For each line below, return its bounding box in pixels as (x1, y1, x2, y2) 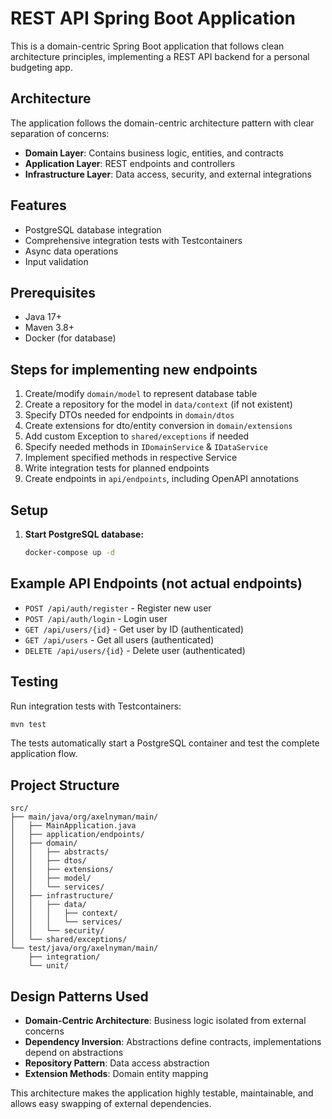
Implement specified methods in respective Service (24, 452, 238, 464)
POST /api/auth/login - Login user (24, 612, 168, 624)
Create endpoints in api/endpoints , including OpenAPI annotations (24, 473, 300, 485)
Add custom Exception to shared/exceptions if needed (24, 430, 250, 442)
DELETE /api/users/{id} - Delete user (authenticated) (24, 644, 246, 656)
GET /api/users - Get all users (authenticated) (24, 633, 215, 646)
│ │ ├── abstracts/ (10, 847, 110, 857)
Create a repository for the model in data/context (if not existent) (24, 398, 293, 411)
